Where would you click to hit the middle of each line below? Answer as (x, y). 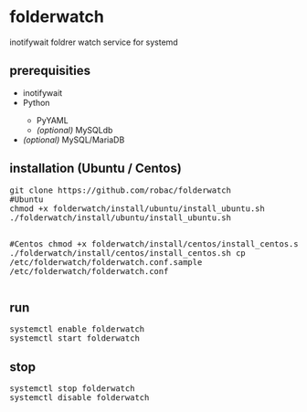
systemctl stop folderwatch (72, 389)
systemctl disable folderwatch (79, 398)
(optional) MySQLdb (74, 130)
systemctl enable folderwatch (77, 329)
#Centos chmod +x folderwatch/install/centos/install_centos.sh (157, 243)
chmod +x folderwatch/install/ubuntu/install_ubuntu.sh (137, 208)
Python (36, 102)
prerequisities (50, 71)
